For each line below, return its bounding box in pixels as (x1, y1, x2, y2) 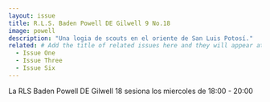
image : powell (8, 27, 56, 35)
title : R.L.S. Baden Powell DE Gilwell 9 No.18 (8, 19, 171, 27)
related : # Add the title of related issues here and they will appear (8, 42, 253, 50)
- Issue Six (15, 64, 56, 72)
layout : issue (8, 11, 56, 20)
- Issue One (15, 49, 56, 57)
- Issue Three (15, 57, 63, 65)
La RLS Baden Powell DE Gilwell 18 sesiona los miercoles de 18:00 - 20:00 (8, 86, 253, 96)
